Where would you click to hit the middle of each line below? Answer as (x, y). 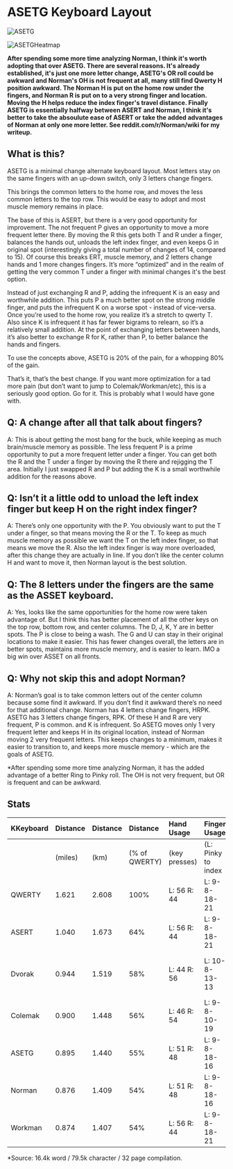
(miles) (67, 857)
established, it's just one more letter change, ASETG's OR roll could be (110, 73)
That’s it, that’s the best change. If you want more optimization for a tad (109, 378)
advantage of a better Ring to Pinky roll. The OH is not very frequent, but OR (116, 775)
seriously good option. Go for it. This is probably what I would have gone (111, 393)
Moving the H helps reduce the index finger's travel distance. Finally (107, 102)
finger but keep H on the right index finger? (102, 509)
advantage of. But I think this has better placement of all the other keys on (113, 620)
